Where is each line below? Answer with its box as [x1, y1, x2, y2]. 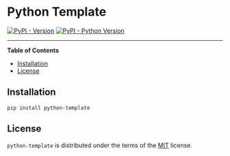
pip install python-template [7, 104, 90, 111]
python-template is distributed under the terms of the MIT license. [7, 141, 193, 149]
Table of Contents [7, 46, 60, 54]
